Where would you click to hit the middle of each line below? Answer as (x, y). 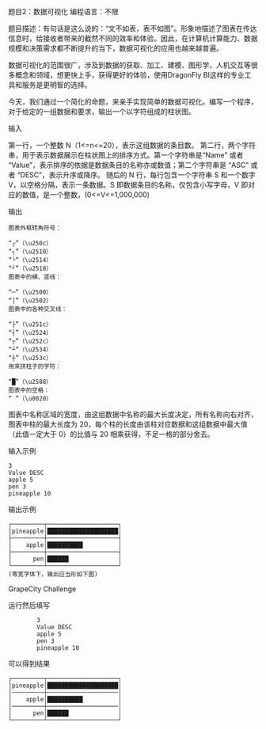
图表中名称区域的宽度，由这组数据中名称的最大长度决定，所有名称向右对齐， (133, 414)
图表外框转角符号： (35, 228)
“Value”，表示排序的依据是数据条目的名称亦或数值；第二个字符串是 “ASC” (129, 165)
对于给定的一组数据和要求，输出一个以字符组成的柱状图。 (102, 112)
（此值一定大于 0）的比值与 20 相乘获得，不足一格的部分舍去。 (112, 434)
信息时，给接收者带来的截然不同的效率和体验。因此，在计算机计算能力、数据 (133, 38)
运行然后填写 (29, 605)
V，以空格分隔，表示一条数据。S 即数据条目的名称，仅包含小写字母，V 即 (128, 185)
